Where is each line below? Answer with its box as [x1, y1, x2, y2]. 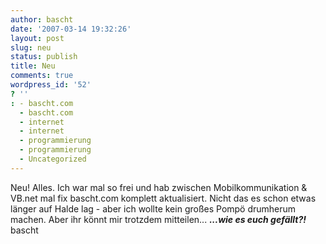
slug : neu [10, 42, 52, 53]
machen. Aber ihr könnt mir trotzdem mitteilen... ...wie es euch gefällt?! [10, 213, 307, 225]
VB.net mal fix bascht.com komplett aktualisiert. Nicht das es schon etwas [10, 192, 317, 204]
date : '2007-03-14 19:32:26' [10, 24, 132, 34]
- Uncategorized [19, 154, 87, 164]
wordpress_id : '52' [10, 80, 92, 90]
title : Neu [10, 61, 56, 71]
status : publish [10, 52, 78, 62]
